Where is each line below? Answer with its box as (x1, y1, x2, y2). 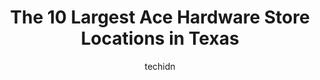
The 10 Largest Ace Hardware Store (10, 6, 310, 29)
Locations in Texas (80, 27, 240, 50)
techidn (144, 60, 176, 72)
